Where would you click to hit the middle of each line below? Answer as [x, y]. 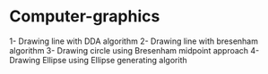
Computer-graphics [85, 16]
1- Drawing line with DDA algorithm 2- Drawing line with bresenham [134, 41]
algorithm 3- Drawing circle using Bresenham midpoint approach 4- [134, 50]
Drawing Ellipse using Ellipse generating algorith [98, 60]
